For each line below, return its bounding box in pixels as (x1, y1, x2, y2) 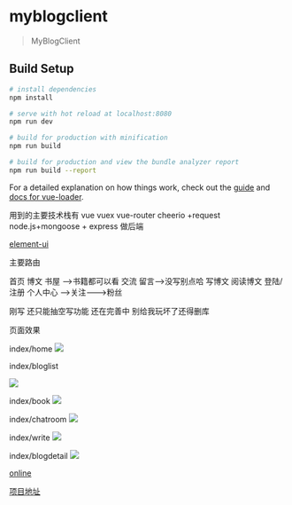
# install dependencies (9, 84, 97, 94)
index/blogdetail (9, 450, 68, 461)
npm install (9, 93, 53, 102)
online (9, 468, 32, 478)
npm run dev (9, 117, 53, 126)
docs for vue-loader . (9, 191, 84, 201)
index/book (9, 395, 50, 406)
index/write (9, 432, 50, 443)
